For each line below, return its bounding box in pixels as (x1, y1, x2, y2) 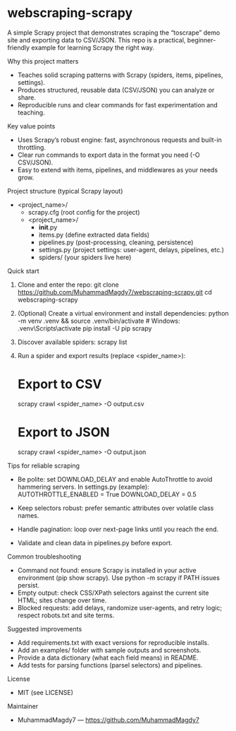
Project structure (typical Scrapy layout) (7, 186, 123, 195)
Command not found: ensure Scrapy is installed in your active (17, 566, 197, 574)
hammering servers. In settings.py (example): (17, 482, 149, 491)
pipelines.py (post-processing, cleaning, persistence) (38, 238, 194, 246)
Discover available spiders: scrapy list (17, 338, 128, 346)
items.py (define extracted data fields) (38, 230, 150, 239)
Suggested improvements (7, 624, 82, 633)
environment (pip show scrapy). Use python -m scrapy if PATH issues (17, 573, 221, 582)
